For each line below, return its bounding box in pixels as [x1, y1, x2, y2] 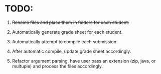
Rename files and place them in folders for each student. [12, 19, 129, 25]
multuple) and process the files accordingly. [12, 63, 103, 69]
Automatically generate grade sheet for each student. [12, 29, 123, 35]
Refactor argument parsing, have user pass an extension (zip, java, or [12, 58, 156, 64]
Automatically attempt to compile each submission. [12, 38, 118, 45]
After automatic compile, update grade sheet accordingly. [12, 48, 131, 54]
